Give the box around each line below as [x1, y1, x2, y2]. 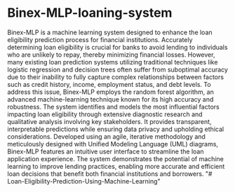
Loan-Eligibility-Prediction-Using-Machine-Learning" [7, 177, 161, 185]
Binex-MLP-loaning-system [7, 5, 173, 21]
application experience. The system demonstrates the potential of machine [7, 154, 224, 163]
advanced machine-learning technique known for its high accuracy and [7, 95, 214, 103]
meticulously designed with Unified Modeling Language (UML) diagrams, [7, 139, 219, 148]
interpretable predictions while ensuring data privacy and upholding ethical [7, 125, 224, 133]
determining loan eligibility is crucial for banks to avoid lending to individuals [7, 43, 228, 51]
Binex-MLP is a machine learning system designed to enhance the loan [7, 28, 213, 36]
